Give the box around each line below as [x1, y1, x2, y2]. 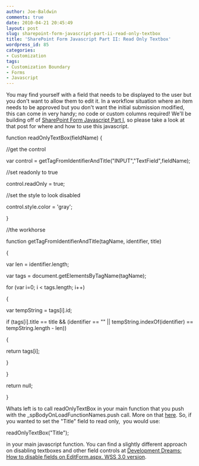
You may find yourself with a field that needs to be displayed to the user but [6, 91, 192, 99]
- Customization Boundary [6, 64, 70, 70]
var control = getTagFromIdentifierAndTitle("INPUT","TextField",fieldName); [6, 157, 191, 164]
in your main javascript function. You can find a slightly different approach [6, 440, 187, 448]
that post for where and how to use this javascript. [6, 123, 129, 130]
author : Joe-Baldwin [6, 8, 58, 15]
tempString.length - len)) [6, 325, 67, 332]
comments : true [6, 14, 44, 20]
